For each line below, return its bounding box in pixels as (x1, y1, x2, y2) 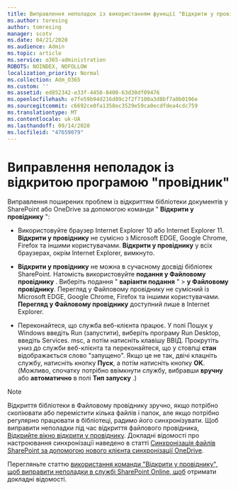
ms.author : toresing (7, 17, 69, 24)
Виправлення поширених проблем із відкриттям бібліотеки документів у (7, 197, 228, 206)
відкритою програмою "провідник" (7, 174, 230, 190)
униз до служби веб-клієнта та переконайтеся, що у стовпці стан (17, 344, 217, 352)
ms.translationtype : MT (7, 109, 78, 116)
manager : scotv (7, 30, 52, 37)
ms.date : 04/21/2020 (7, 37, 69, 44)
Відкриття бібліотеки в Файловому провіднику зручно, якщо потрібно (7, 401, 218, 410)
